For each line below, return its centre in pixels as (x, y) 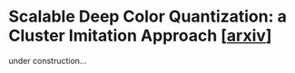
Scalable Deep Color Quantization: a (147, 17)
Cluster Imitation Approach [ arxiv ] (140, 36)
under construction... (48, 60)
